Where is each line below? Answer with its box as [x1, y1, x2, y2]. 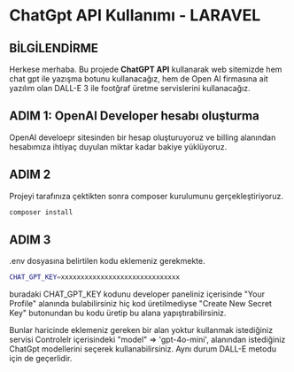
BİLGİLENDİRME [9, 41, 99, 56]
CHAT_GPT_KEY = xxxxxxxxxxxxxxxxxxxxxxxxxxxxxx [9, 273, 180, 282]
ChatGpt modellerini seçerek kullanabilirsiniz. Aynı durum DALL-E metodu [9, 344, 277, 354]
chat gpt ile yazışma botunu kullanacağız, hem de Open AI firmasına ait [9, 74, 268, 84]
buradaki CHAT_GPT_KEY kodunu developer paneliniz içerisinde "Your [9, 289, 266, 299]
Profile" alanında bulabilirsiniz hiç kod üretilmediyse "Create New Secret [9, 298, 273, 309]
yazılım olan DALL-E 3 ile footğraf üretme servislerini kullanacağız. [9, 83, 251, 93]
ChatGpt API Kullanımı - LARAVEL [9, 5, 261, 26]
